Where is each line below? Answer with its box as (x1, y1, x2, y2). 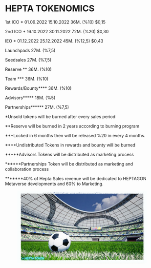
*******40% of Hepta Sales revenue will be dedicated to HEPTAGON (5, 175, 147, 181)
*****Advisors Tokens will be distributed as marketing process (5, 151, 134, 157)
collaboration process (5, 166, 49, 172)
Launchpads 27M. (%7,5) (5, 47, 56, 53)
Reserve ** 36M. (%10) (5, 66, 52, 72)
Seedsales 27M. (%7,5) (5, 57, 52, 62)
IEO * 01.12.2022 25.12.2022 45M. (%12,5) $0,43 (5, 38, 104, 44)
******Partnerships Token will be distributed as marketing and (5, 161, 133, 166)
